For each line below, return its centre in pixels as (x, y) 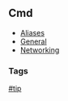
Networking (40, 50)
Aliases (32, 32)
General (33, 41)
